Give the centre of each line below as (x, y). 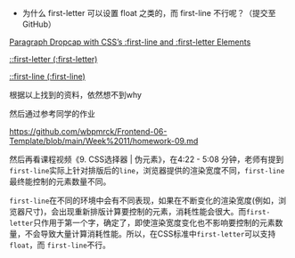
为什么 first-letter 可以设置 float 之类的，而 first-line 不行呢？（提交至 (149, 13)
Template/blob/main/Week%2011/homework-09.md (104, 141)
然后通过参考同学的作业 (52, 113)
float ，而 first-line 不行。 (60, 245)
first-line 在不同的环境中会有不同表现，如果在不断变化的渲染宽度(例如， (144, 200)
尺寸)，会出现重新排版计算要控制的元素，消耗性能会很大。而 (135, 211)
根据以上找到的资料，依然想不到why (76, 95)
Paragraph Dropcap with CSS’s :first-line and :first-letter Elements (130, 42)
